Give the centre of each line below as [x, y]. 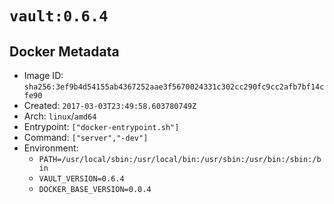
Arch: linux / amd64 [60, 116]
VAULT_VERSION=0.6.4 [81, 179]
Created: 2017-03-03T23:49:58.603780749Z [110, 105]
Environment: [51, 148]
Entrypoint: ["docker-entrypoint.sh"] [101, 126]
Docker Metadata [64, 51]
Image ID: [43, 75]
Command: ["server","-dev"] [86, 137]
